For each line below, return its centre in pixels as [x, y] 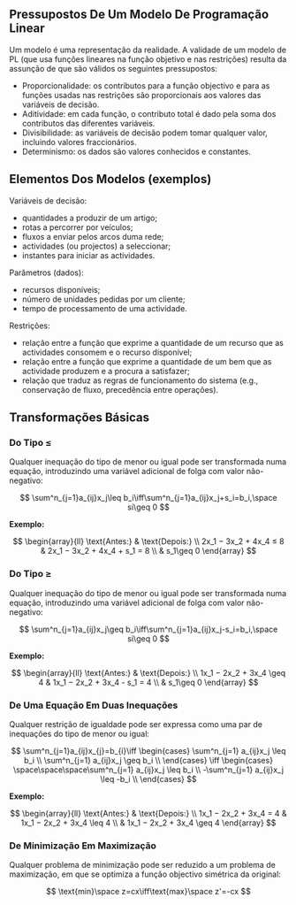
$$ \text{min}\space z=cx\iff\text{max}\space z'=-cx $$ [148, 892]
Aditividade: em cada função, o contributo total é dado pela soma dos [149, 113]
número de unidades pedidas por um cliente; [103, 299]
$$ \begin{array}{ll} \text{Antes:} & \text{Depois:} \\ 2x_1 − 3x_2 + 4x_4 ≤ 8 [148, 541]
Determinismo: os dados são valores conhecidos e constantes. [137, 151]
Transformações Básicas [80, 418]
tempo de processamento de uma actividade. [104, 308]
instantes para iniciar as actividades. [88, 255]
